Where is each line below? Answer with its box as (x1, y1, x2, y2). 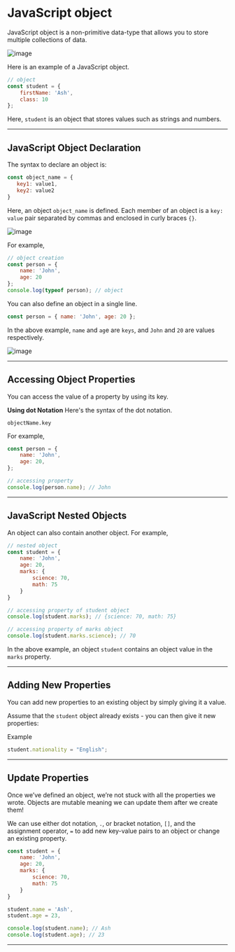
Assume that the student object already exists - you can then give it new (7, 711, 216, 719)
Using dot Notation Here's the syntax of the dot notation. (7, 406, 173, 414)
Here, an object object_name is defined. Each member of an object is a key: (7, 206, 224, 214)
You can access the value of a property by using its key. (7, 392, 169, 401)
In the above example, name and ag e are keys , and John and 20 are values (7, 326, 215, 334)
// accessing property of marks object (7, 626, 124, 633)
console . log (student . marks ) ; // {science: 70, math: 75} (7, 613, 177, 621)
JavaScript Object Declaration (7, 142, 141, 153)
